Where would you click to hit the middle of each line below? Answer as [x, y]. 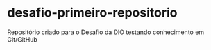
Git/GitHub [23, 39]
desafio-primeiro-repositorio [92, 13]
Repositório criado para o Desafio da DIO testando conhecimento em [106, 32]
